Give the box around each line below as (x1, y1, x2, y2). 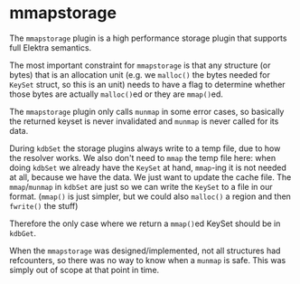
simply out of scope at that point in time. (9, 264, 160, 275)
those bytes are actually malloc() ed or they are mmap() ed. (9, 89, 224, 99)
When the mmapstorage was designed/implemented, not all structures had (9, 245, 281, 256)
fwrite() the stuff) (9, 200, 79, 211)
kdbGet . (9, 227, 36, 238)
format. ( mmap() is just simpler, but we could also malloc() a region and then (9, 191, 292, 202)
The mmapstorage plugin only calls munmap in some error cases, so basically (9, 106, 285, 117)
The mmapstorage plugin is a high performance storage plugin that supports (9, 33, 287, 43)
